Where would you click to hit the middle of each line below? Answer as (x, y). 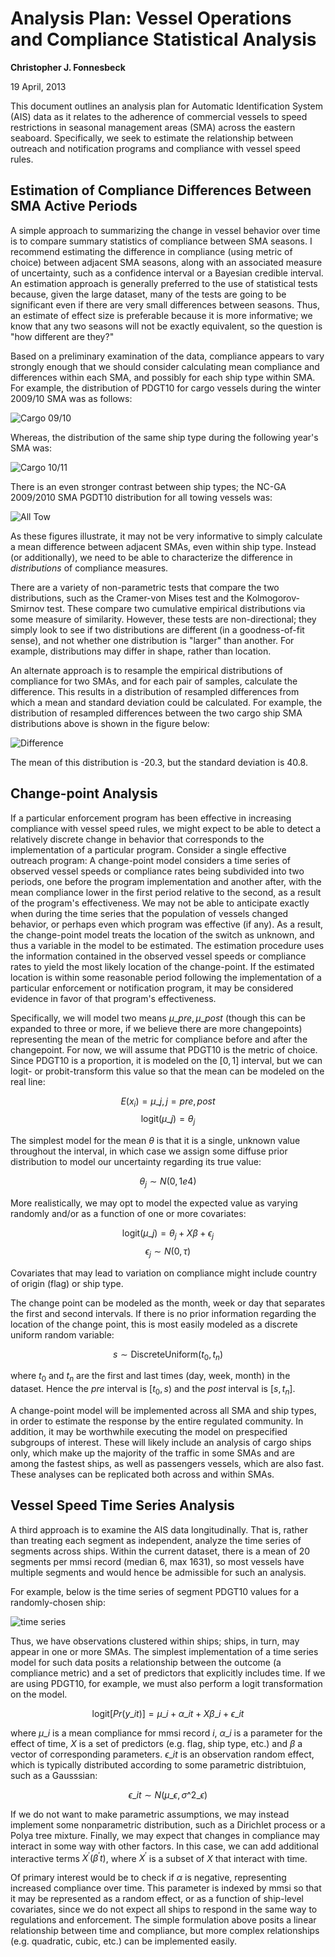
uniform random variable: (62, 1334)
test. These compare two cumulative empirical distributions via (176, 608)
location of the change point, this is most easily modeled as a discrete (154, 1324)
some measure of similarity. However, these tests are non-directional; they (163, 619)
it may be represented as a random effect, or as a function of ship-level (157, 1899)
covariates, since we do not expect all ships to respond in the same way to (164, 1909)
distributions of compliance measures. (89, 568)
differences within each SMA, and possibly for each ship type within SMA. (163, 377)
